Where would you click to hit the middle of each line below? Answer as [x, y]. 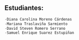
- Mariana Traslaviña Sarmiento [36, 24]
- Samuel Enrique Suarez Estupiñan [39, 33]
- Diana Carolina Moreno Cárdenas [38, 19]
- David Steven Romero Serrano [35, 28]
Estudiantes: [24, 8]
